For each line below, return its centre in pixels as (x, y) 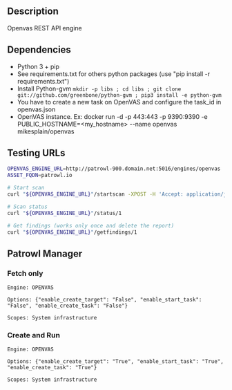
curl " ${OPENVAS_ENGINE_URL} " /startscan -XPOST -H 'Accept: (96, 194)
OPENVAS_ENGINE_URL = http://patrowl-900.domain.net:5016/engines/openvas (114, 169)
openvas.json (36, 109)
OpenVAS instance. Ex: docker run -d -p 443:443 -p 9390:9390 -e (113, 116)
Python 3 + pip (38, 66)
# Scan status (28, 207)
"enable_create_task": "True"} (52, 368)
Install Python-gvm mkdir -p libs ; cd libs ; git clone (99, 89)
